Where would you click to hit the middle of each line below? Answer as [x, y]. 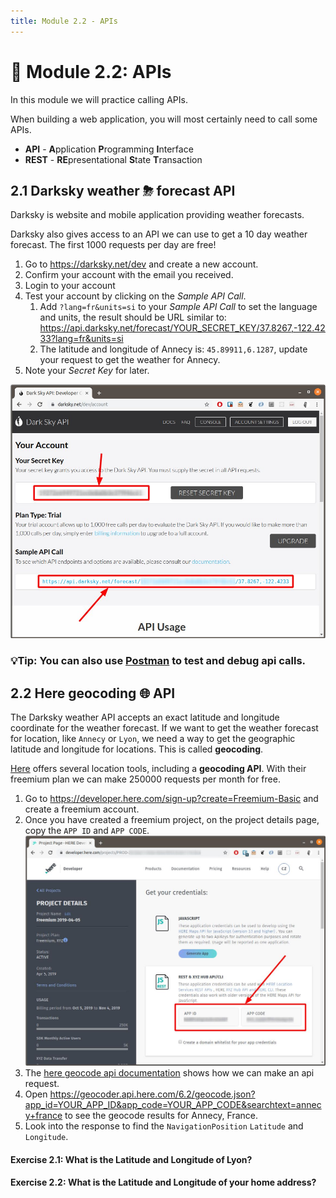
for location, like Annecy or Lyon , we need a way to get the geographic [153, 739]
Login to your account [70, 286]
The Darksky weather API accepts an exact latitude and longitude [145, 717]
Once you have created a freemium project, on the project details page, [172, 820]
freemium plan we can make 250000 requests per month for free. [145, 779]
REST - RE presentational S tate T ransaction [113, 159]
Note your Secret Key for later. [87, 371]
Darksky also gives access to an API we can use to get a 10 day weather [159, 234]
